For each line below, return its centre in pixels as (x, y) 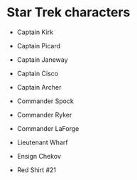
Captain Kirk (35, 32)
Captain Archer (39, 87)
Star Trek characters (68, 12)
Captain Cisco (37, 73)
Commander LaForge (48, 128)
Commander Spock (45, 101)
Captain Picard (39, 46)
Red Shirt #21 (37, 170)
